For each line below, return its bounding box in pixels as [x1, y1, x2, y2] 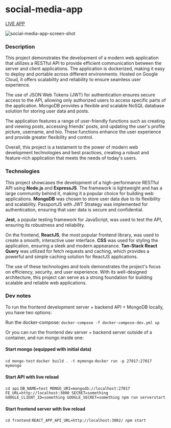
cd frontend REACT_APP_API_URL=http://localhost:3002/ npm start [5, 418, 146, 423]
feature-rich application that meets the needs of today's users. [5, 155, 137, 161]
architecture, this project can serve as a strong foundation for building [5, 274, 153, 280]
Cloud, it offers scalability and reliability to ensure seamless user [5, 77, 141, 83]
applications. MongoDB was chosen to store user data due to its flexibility [5, 196, 161, 202]
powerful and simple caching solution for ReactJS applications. [5, 253, 138, 259]
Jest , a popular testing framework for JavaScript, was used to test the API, [5, 216, 162, 223]
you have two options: [5, 309, 52, 315]
